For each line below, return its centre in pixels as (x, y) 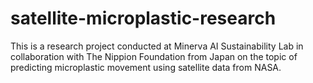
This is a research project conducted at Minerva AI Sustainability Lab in (157, 46)
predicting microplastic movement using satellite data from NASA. (146, 67)
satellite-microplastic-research (143, 18)
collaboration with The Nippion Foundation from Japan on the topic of (154, 56)
